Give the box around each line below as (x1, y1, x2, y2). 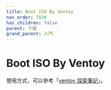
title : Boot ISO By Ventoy (6, 8, 74, 15)
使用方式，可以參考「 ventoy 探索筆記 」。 (6, 77, 106, 84)
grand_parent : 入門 (6, 31, 53, 37)
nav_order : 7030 (6, 14, 47, 20)
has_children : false (6, 20, 58, 26)
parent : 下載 (6, 25, 37, 32)
